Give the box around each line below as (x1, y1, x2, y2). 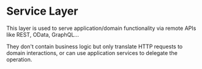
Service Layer (6, 4, 78, 18)
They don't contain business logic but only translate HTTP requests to (6, 43, 183, 50)
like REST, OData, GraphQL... (6, 31, 80, 38)
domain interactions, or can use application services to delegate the (6, 49, 178, 56)
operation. (6, 56, 32, 63)
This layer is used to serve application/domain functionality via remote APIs (6, 24, 196, 32)
